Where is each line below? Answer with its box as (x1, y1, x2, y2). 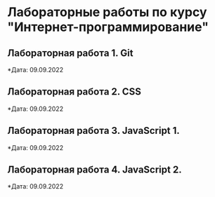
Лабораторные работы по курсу (7, 4, 207, 20)
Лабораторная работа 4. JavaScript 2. (7, 164, 182, 176)
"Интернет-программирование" (7, 19, 209, 35)
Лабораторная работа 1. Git (7, 47, 133, 59)
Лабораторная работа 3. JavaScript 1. (7, 125, 181, 137)
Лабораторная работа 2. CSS (7, 86, 142, 98)
